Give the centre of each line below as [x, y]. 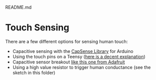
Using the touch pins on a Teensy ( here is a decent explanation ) [79, 56]
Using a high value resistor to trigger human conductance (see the [82, 67]
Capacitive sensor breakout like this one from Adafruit [69, 62]
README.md [18, 7]
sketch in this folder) [34, 72]
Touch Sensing [37, 28]
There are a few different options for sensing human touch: [67, 41]
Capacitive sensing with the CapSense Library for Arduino [73, 51]
